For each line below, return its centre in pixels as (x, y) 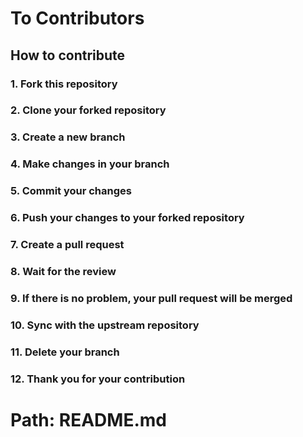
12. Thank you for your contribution (98, 379)
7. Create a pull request (67, 245)
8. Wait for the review (63, 271)
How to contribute (68, 55)
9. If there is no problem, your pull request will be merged (151, 298)
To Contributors (77, 18)
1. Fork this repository (64, 84)
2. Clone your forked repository (88, 110)
